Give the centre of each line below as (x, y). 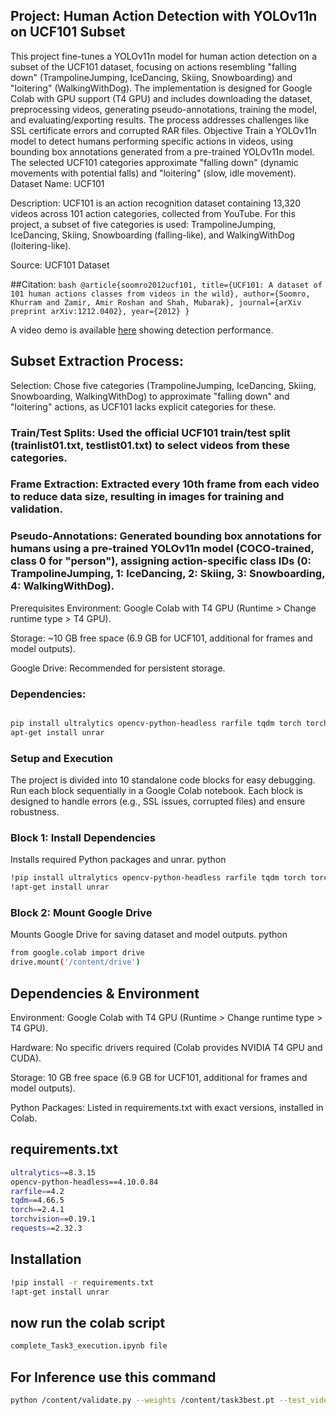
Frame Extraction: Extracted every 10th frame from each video (165, 484)
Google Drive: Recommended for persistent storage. (118, 668)
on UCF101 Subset (68, 32)
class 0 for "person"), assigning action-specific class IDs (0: (161, 561)
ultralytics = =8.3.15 (53, 1172)
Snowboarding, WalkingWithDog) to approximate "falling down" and (150, 396)
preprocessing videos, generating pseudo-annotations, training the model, (164, 109)
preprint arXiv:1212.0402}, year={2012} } (100, 311)
